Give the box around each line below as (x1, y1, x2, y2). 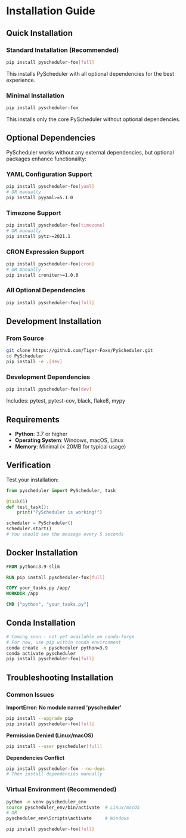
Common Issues (6, 690, 55, 698)
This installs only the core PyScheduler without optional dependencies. (6, 115, 181, 123)
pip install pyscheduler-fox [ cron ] (6, 261, 95, 267)
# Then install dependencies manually (6, 771, 103, 777)
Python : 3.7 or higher (14, 430, 68, 437)
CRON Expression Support (6, 248, 85, 256)
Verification (6, 460, 51, 471)
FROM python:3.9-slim (6, 564, 60, 570)
